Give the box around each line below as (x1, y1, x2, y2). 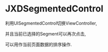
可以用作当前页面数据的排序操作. (5, 41, 72, 47)
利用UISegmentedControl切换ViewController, (5, 20, 97, 26)
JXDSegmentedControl (5, 3, 104, 14)
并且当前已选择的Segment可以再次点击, (5, 30, 86, 36)
